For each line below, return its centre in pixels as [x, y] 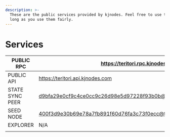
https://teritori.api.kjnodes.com [75, 78]
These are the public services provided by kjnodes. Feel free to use [86, 15]
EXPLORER [21, 125]
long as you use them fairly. [41, 19]
